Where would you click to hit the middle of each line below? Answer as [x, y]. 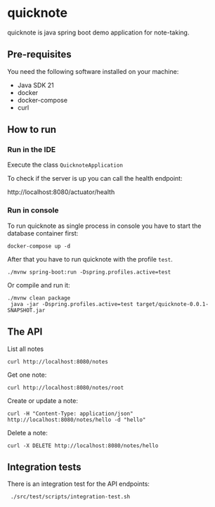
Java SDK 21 [35, 85]
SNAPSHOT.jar [26, 310]
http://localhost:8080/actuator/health [61, 192]
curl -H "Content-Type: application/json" [70, 413]
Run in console [33, 210]
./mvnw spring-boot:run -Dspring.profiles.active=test [89, 272]
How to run [32, 130]
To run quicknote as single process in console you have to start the [104, 226]
